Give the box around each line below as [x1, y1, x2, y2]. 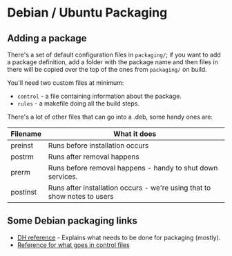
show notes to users [48, 192, 114, 201]
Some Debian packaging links [7, 215, 138, 227]
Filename [10, 129, 41, 139]
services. [48, 172, 78, 181]
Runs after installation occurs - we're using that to [48, 183, 211, 193]
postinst [10, 188, 37, 197]
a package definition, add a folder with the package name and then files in [7, 58, 219, 66]
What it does [113, 129, 157, 139]
